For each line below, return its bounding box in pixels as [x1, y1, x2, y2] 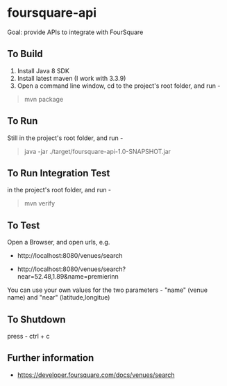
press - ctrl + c [7, 332, 50, 340]
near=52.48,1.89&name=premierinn [17, 272, 119, 281]
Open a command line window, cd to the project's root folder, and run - [17, 82, 221, 90]
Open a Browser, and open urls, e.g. [7, 238, 110, 247]
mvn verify [24, 199, 56, 208]
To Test [7, 219, 40, 231]
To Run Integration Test [7, 167, 110, 179]
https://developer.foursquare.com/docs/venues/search [17, 371, 175, 379]
